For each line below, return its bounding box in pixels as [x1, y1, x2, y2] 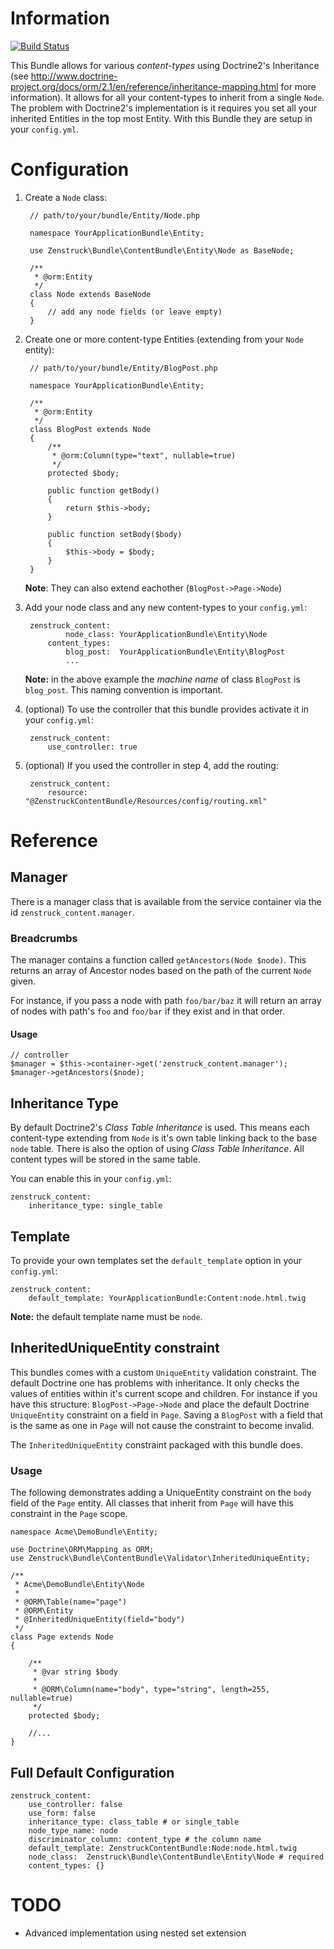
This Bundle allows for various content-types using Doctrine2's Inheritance [10, 59, 320, 71]
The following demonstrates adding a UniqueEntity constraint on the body [10, 1487, 312, 1499]
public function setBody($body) [47, 529, 183, 539]
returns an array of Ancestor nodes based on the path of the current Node [10, 965, 312, 977]
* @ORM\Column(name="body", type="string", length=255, [32, 1685, 271, 1695]
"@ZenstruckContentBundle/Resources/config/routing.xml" [24, 796, 268, 806]
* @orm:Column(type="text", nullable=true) [51, 450, 237, 461]
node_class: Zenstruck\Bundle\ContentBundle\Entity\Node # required [28, 1852, 325, 1862]
